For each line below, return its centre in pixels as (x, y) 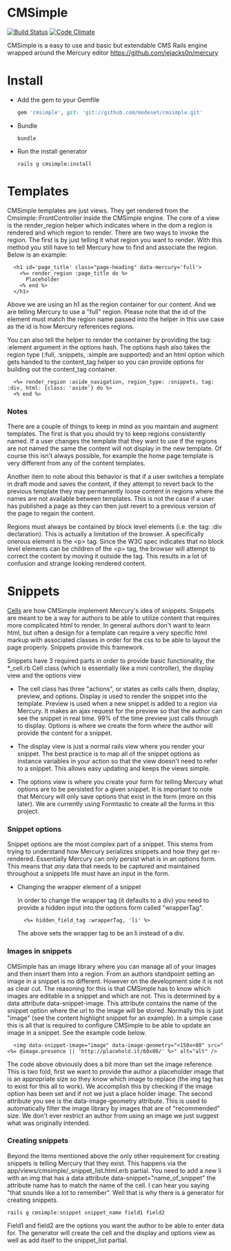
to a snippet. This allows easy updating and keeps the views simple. (113, 768)
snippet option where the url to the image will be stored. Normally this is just (115, 1010)
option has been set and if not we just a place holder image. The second (110, 1093)
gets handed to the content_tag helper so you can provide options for (106, 362)
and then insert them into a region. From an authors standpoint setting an (111, 974)
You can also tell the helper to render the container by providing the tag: (109, 340)
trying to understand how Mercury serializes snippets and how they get (109, 852)
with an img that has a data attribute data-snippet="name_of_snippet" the (111, 1178)
